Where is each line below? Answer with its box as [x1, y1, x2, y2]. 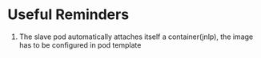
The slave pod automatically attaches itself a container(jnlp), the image [18, 32, 254, 41]
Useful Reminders [7, 6, 130, 24]
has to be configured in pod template [18, 40, 142, 49]
